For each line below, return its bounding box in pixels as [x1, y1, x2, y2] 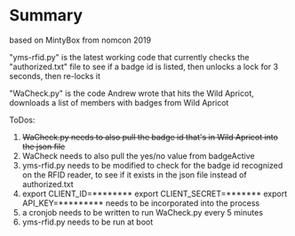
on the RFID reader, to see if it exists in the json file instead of [21, 169, 247, 180]
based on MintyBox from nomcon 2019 [9, 35, 152, 45]
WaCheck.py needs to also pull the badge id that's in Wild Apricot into [21, 131, 278, 142]
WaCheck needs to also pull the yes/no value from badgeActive [21, 150, 255, 161]
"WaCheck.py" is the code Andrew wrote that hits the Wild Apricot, [9, 88, 255, 98]
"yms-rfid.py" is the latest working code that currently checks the [9, 51, 251, 62]
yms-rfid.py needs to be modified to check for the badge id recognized [21, 160, 283, 170]
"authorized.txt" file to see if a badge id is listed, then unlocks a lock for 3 [9, 61, 278, 72]
